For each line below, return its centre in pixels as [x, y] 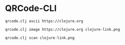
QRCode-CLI [31, 8]
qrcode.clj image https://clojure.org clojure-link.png [62, 29]
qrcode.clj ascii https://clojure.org [44, 21]
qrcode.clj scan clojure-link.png [40, 38]
